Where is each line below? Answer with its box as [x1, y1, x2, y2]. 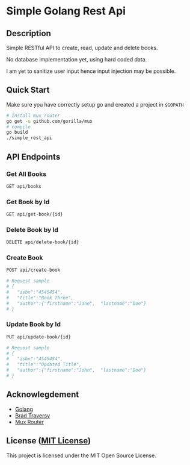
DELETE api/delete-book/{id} [6, 239, 79, 245]
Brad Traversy [14, 411, 51, 419]
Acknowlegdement [6, 390, 79, 400]
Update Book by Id [6, 320, 61, 329]
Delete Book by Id [6, 225, 59, 234]
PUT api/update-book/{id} [6, 334, 71, 340]
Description [6, 28, 51, 39]
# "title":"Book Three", [6, 295, 74, 301]
